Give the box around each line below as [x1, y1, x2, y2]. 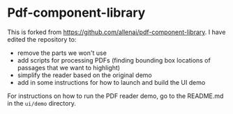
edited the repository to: [7, 35, 77, 43]
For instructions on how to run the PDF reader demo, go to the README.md [7, 92, 224, 100]
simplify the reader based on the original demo [17, 71, 152, 79]
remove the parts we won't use [17, 49, 107, 57]
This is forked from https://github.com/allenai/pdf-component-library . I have [7, 28, 226, 36]
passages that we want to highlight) [17, 63, 121, 72]
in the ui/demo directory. [7, 99, 77, 107]
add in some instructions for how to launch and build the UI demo [17, 78, 206, 86]
